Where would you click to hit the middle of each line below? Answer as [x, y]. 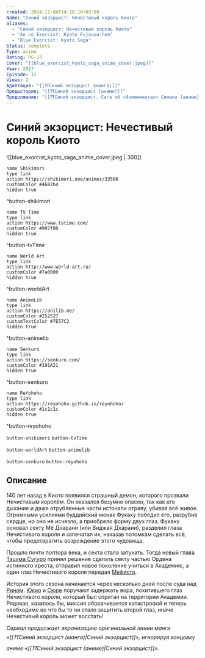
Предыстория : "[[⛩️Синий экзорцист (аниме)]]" [66, 92]
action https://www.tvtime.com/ [47, 223]
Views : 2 [17, 80]
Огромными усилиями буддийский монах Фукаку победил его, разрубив [102, 515]
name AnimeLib [24, 300]
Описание [27, 481]
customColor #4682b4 [33, 184]
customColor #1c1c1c [33, 409]
